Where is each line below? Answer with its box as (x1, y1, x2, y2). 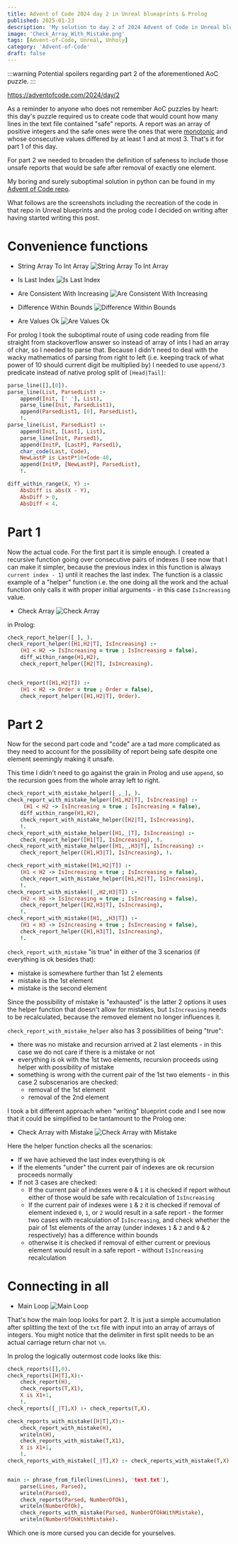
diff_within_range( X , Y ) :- (7, 480, 91, 488)
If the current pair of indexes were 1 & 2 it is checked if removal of (28, 1200, 221, 1209)
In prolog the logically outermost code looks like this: (7, 1352, 161, 1360)
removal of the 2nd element (28, 1093, 109, 1101)
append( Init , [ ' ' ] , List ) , (20, 395, 103, 402)
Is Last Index (17, 275, 55, 284)
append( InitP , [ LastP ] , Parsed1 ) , (20, 441, 122, 448)
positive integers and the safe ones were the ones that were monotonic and (7, 127, 228, 135)
